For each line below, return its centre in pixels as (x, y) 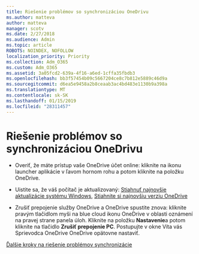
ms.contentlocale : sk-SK (37, 95)
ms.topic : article (29, 46)
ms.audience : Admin (31, 40)
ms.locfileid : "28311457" (38, 106)
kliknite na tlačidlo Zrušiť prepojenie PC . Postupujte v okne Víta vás (99, 227)
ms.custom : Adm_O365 (32, 67)
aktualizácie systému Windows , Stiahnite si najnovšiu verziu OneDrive (101, 196)
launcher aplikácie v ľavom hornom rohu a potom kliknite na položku (99, 172)
